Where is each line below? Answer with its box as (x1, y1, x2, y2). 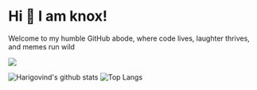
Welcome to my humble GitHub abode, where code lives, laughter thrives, (8, 33, 251, 43)
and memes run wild (8, 41, 76, 51)
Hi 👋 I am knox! (8, 7, 108, 25)
